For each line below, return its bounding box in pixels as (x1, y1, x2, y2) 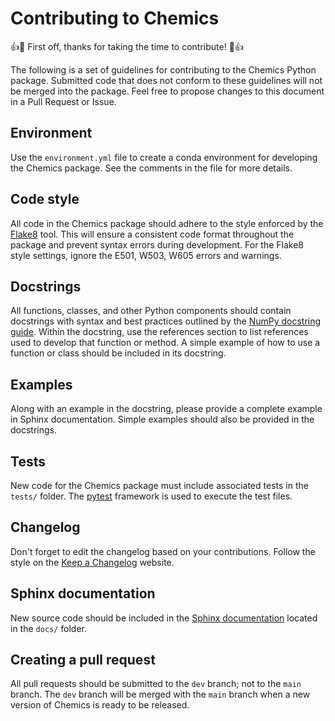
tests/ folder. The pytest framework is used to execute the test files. (10, 490, 293, 502)
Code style (10, 191, 80, 208)
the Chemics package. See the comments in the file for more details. (10, 162, 293, 174)
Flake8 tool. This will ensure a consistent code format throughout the (10, 228, 295, 240)
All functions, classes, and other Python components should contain (10, 305, 292, 317)
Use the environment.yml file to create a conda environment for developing (10, 151, 318, 163)
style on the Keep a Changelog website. (10, 556, 175, 568)
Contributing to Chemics (10, 7, 220, 30)
